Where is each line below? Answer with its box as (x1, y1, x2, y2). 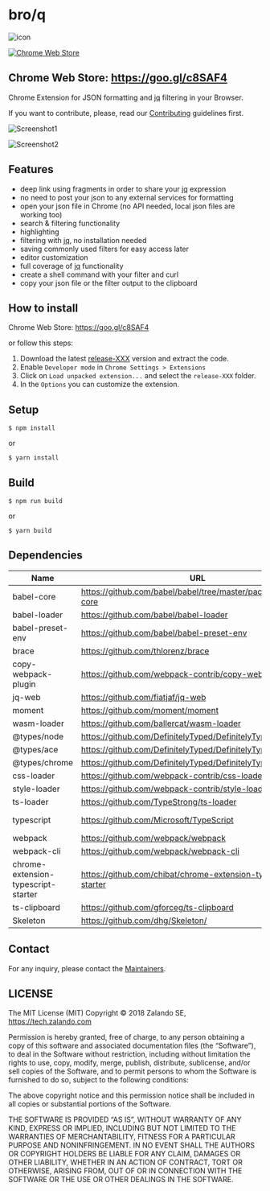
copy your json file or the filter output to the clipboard (19, 278, 198, 287)
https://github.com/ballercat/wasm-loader (80, 718, 241, 729)
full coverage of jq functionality (19, 261, 124, 270)
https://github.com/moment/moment (80, 704, 219, 715)
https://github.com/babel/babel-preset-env (80, 627, 247, 638)
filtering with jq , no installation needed (19, 235, 147, 245)
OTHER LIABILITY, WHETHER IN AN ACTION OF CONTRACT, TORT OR (8, 1157, 243, 1168)
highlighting (19, 227, 59, 237)
